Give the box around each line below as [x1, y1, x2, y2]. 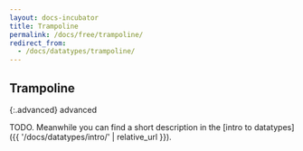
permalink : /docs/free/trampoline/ [9, 30, 144, 39]
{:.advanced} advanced [9, 104, 98, 115]
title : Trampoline [9, 22, 79, 31]
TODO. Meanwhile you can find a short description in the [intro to [9, 121, 252, 132]
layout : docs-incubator [9, 13, 99, 23]
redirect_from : [9, 38, 67, 48]
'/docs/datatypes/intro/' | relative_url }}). [21, 131, 172, 142]
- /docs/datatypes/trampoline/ [17, 47, 136, 56]
